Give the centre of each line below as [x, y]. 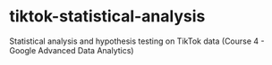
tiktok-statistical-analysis [107, 16]
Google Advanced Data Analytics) [72, 50]
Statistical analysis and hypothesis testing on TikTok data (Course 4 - [137, 41]
